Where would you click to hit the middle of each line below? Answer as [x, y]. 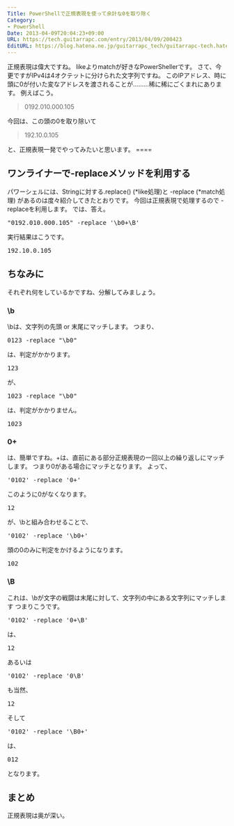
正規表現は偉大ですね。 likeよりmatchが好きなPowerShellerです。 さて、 [111, 67]
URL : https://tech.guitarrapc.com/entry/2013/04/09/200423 [95, 40]
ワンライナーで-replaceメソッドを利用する [99, 174]
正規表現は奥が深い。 [38, 816]
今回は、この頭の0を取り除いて [52, 121]
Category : [22, 20]
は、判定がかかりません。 [44, 410]
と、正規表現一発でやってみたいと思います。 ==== [80, 149]
